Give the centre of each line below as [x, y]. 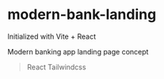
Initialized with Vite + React [52, 36]
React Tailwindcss [56, 67]
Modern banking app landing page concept [78, 51]
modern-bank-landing [82, 15]
